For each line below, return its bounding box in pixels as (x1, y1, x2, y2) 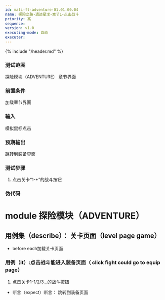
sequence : (5, 21, 26, 26)
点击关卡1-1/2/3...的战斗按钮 (12, 279, 69, 285)
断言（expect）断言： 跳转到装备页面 (12, 289, 88, 295)
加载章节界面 (5, 99, 31, 105)
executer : (5, 35, 26, 40)
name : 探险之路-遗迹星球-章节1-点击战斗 (5, 12, 79, 17)
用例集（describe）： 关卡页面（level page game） (5, 231, 161, 240)
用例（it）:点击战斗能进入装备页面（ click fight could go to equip (5, 259, 161, 266)
